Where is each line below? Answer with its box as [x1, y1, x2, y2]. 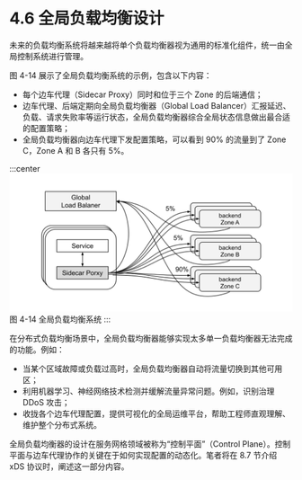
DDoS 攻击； [22, 397, 70, 408]
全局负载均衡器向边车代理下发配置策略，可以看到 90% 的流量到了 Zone [22, 134, 287, 145]
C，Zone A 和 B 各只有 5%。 [22, 145, 129, 156]
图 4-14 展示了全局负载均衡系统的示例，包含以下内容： [9, 69, 213, 81]
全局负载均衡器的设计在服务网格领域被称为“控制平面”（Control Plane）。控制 [9, 439, 291, 449]
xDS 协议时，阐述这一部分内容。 [9, 461, 129, 472]
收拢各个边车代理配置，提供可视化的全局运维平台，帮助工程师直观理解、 [22, 408, 290, 419]
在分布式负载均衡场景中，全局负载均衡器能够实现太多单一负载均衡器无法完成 [9, 333, 293, 344]
